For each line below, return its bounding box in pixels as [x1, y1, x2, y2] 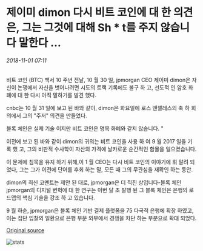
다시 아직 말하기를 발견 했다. [30, 92, 97, 99]
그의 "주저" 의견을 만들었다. [22, 112, 88, 119]
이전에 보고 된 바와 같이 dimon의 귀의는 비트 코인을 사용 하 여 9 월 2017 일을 [6, 138, 187, 145]
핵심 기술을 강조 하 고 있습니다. [22, 194, 95, 201]
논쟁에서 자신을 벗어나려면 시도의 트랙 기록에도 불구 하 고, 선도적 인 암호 [17, 84, 187, 91]
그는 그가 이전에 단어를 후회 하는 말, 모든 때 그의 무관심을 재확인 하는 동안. [19, 166, 193, 173]
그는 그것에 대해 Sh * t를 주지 [21, 21, 158, 35]
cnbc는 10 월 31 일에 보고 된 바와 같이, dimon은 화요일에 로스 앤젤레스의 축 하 [6, 105, 190, 112]
